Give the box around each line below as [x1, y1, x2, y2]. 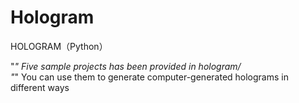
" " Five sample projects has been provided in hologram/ [10, 60, 242, 72]
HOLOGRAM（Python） [10, 40, 108, 52]
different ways [10, 81, 70, 93]
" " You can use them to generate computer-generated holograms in [10, 71, 289, 83]
